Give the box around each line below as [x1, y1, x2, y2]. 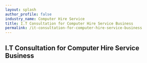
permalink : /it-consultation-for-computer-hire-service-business [5, 26, 142, 31]
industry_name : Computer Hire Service [5, 16, 85, 21]
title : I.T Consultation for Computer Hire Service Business [5, 21, 134, 26]
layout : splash [5, 7, 37, 12]
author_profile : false [5, 12, 52, 17]
